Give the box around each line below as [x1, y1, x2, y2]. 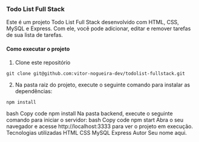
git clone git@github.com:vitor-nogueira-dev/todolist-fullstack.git [6, 70, 186, 77]
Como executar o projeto [6, 45, 70, 53]
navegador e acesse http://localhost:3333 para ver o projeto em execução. [6, 123, 194, 130]
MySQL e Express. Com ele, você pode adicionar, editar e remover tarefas [6, 25, 191, 32]
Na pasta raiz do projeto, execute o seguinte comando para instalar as [15, 81, 191, 88]
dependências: [15, 87, 53, 95]
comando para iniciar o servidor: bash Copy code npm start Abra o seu [6, 116, 184, 123]
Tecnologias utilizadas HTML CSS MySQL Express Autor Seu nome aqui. [6, 129, 188, 136]
